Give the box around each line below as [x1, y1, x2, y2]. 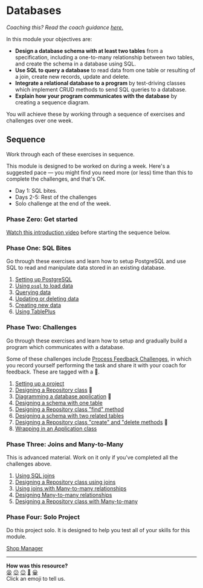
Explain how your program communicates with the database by [14, 92, 177, 99]
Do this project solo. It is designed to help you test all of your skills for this [6, 527, 190, 534]
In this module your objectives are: [6, 35, 92, 42]
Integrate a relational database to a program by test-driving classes [14, 79, 186, 87]
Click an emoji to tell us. [6, 575, 66, 583]
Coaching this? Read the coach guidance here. [6, 24, 124, 31]
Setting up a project [14, 379, 65, 387]
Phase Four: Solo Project [6, 513, 80, 521]
